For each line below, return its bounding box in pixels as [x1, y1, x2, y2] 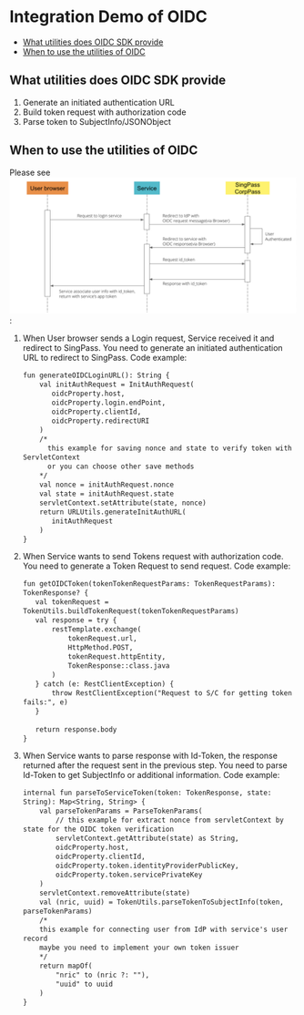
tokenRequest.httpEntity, [67, 651, 167, 661]
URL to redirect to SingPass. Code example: [22, 352, 187, 363]
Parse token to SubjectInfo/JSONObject [22, 116, 171, 127]
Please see [9, 167, 51, 178]
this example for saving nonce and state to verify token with [46, 444, 293, 453]
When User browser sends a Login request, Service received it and [22, 333, 275, 343]
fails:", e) [22, 697, 68, 707]
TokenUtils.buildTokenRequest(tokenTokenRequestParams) [22, 606, 239, 616]
